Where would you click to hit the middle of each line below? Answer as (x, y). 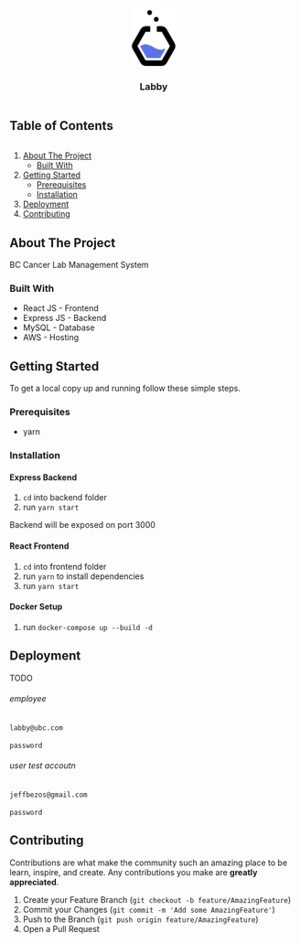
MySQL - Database (59, 327)
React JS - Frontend (60, 308)
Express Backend (43, 477)
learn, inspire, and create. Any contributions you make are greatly (134, 872)
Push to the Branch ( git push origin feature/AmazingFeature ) (140, 919)
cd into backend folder (64, 498)
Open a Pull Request (61, 928)
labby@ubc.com (37, 728)
